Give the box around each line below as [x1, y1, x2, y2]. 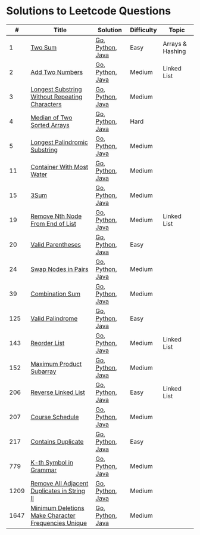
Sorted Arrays [30, 121, 70, 129]
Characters [30, 100, 62, 108]
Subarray [30, 367, 57, 376]
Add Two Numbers [30, 67, 83, 76]
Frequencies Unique [30, 518, 87, 527]
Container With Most [30, 162, 88, 171]
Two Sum [30, 43, 57, 51]
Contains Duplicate [30, 437, 84, 445]
